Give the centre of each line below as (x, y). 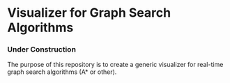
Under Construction (42, 50)
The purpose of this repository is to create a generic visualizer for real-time (115, 65)
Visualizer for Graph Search (89, 13)
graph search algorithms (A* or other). (62, 72)
